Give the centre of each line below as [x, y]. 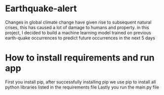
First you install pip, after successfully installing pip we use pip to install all [81, 82]
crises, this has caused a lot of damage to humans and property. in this [77, 27]
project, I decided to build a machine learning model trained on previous [78, 32]
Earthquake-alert [41, 9]
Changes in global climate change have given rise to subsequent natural [78, 22]
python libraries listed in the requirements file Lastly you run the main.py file [82, 87]
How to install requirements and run [80, 58]
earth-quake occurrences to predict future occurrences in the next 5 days [80, 38]
